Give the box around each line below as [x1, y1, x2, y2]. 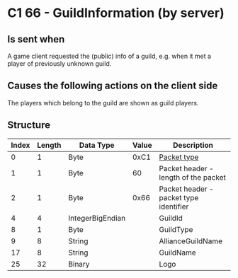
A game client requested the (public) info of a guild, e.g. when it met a [7, 52, 211, 60]
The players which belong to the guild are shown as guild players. [7, 98, 199, 107]
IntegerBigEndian [68, 213, 126, 223]
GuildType [159, 224, 193, 234]
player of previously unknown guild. [7, 59, 112, 68]
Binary [68, 259, 90, 269]
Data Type [79, 140, 115, 150]
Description [173, 140, 214, 150]
